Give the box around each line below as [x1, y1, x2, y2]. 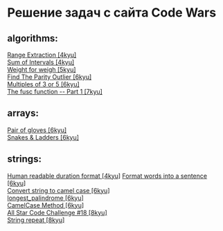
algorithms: [7, 33, 59, 44]
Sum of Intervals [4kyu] [7, 58, 75, 66]
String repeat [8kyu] [7, 216, 65, 224]
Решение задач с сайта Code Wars [7, 5, 217, 21]
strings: [7, 154, 42, 165]
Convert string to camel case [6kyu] [7, 186, 110, 194]
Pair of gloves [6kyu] [7, 126, 67, 134]
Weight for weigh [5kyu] [7, 66, 76, 73]
